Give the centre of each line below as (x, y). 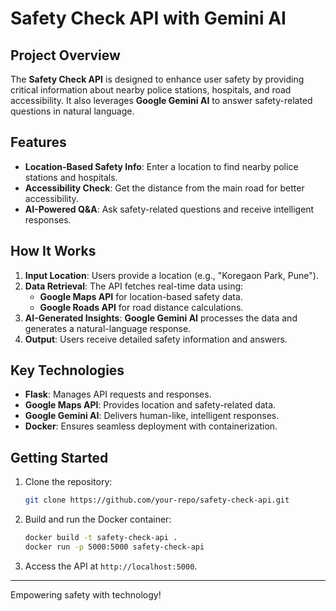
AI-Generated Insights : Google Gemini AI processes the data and (161, 318)
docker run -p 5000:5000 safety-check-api (114, 547)
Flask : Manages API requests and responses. (118, 394)
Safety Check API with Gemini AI (148, 18)
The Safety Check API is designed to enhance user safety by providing (157, 79)
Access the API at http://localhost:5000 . (111, 566)
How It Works (53, 251)
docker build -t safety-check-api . (101, 538)
